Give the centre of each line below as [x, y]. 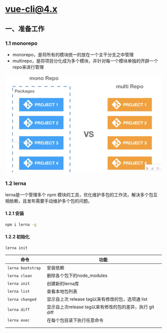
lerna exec [18, 321]
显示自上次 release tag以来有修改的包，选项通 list [97, 299]
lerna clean [20, 276]
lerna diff [18, 310]
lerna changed [22, 299]
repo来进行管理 [28, 67]
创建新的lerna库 [63, 283]
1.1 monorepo [21, 43]
